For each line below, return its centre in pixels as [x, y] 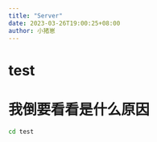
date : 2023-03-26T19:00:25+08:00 [64, 23]
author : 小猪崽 [32, 30]
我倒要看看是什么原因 [79, 110]
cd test [21, 132]
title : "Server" [35, 16]
